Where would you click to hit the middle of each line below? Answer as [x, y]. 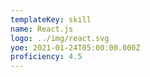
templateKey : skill [51, 19]
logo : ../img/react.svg [60, 38]
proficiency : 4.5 [46, 57]
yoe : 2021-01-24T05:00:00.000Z [75, 47]
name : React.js [42, 29]
